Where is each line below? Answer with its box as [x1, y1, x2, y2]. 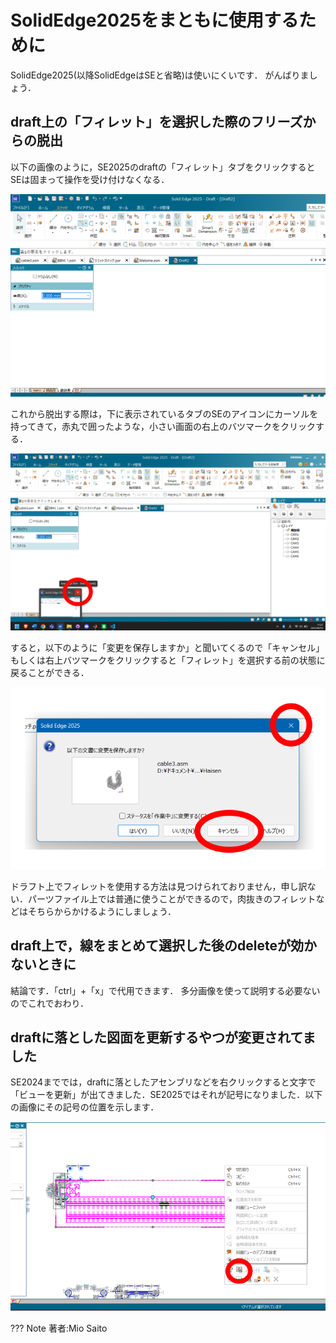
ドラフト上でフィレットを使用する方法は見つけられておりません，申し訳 [10, 880, 308, 892]
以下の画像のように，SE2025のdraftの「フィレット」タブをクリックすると [10, 161, 316, 173]
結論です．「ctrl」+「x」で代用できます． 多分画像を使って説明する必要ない [10, 984, 321, 996]
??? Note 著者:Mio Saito [10, 1322, 108, 1334]
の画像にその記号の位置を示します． [10, 1101, 160, 1113]
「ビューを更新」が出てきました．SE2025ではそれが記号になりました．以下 [10, 1089, 323, 1101]
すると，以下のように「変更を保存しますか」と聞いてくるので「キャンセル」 [10, 642, 325, 654]
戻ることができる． [10, 667, 90, 679]
